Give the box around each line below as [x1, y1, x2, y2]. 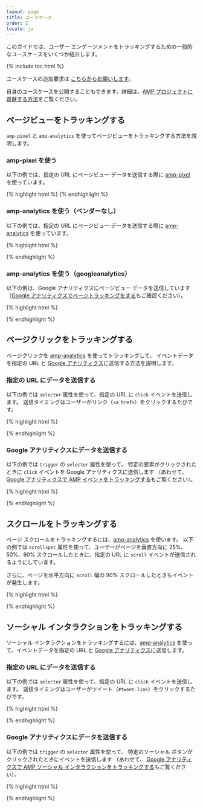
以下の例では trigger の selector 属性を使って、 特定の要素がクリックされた [6, 461, 197, 468]
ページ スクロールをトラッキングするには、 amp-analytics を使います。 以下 [6, 536, 194, 543]
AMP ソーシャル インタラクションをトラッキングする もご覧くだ [23, 763, 181, 771]
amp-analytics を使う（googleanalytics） [6, 270, 131, 278]
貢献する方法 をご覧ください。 [6, 95, 80, 103]
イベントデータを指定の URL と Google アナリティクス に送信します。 [16, 646, 187, 653]
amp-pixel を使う [6, 156, 57, 164]
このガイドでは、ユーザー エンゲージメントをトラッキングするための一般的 [6, 43, 193, 50]
